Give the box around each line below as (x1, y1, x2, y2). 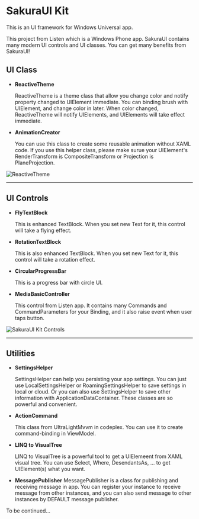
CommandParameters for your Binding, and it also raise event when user (14, 308, 192, 315)
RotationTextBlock (14, 238, 61, 245)
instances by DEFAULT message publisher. (14, 496, 120, 503)
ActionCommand (14, 412, 58, 420)
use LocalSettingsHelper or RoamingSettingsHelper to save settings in (14, 382, 187, 389)
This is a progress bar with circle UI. (14, 279, 103, 286)
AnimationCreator (14, 128, 60, 136)
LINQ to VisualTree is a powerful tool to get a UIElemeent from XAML (14, 453, 183, 460)
